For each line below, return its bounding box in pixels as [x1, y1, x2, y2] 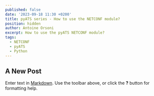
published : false [5, 7, 41, 12]
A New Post [5, 67, 42, 75]
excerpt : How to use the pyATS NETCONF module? [5, 30, 105, 35]
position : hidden [5, 21, 41, 26]
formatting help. [5, 85, 38, 92]
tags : [5, 35, 16, 40]
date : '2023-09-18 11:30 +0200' [5, 12, 72, 17]
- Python [9, 48, 28, 53]
